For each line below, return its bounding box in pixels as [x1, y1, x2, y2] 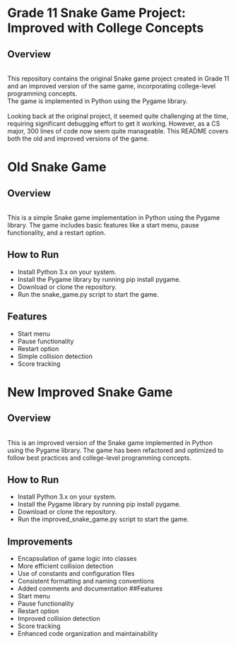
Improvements [7, 535, 73, 548]
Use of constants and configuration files [17, 569, 135, 578]
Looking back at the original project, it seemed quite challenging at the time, [7, 112, 229, 120]
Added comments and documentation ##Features [17, 584, 163, 593]
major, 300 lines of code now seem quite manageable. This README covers [7, 127, 229, 135]
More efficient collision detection [17, 562, 114, 570]
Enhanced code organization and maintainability [17, 629, 158, 638]
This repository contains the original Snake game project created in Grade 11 [7, 74, 230, 83]
